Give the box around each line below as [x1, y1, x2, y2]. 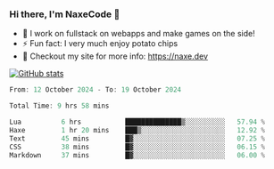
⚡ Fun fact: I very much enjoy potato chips [21, 38, 179, 49]
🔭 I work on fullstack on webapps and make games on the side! [21, 28, 256, 39]
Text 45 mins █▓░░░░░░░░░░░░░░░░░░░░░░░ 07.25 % [9, 133, 266, 143]
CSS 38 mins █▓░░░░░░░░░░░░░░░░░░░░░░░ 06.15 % [9, 142, 266, 151]
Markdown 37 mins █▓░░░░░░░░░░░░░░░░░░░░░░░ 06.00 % [9, 150, 266, 159]
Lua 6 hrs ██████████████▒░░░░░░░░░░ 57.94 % [9, 117, 266, 127]
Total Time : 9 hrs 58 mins [9, 101, 110, 110]
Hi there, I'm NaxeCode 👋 [9, 8, 120, 20]
